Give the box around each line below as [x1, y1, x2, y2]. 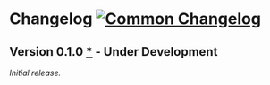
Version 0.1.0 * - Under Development [9, 44, 218, 59]
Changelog [9, 9, 93, 29]
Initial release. [9, 67, 61, 78]
